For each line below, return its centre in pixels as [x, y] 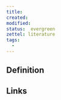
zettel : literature [31, 35]
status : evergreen [31, 29]
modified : [19, 23]
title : [14, 12]
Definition [25, 70]
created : [17, 18]
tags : [13, 40]
